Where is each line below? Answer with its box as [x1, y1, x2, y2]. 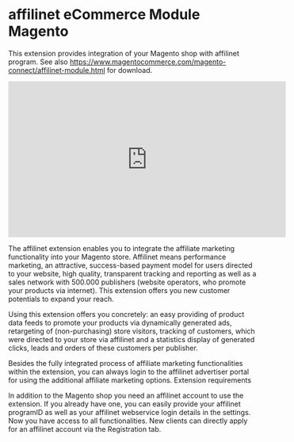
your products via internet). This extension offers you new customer [8, 285, 231, 295]
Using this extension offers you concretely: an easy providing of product [8, 309, 245, 318]
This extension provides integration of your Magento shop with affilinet [8, 48, 240, 58]
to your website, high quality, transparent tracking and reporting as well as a [8, 269, 257, 278]
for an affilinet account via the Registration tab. [8, 424, 162, 433]
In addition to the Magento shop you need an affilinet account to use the [8, 391, 244, 400]
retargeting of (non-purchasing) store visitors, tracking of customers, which [8, 326, 255, 336]
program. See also [8, 57, 69, 67]
